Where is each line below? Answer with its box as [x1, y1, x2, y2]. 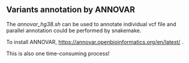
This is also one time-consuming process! [6, 50, 110, 57]
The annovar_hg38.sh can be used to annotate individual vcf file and [6, 20, 176, 27]
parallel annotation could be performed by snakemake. [6, 27, 142, 34]
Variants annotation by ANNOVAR [6, 5, 136, 15]
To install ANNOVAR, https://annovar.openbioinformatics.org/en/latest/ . [6, 38, 184, 45]
